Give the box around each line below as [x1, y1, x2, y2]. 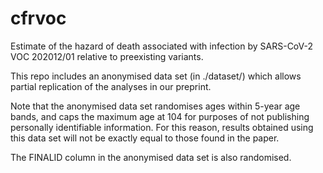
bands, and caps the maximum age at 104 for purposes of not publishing [10, 110, 310, 122]
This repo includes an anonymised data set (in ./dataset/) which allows [10, 70, 302, 82]
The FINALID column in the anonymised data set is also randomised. [10, 151, 292, 163]
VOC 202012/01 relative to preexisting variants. [10, 50, 204, 62]
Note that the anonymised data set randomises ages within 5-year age [10, 100, 301, 112]
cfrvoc [10, 7, 67, 30]
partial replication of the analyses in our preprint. [10, 80, 212, 92]
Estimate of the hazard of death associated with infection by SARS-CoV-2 [10, 40, 313, 52]
